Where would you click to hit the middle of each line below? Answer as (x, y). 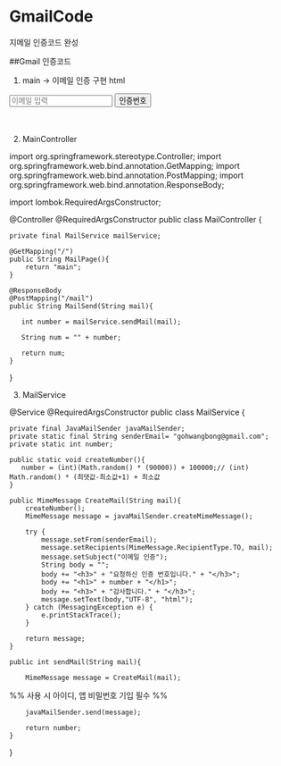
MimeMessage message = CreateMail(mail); (103, 678)
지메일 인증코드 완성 (44, 42)
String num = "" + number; (71, 337)
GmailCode (51, 17)
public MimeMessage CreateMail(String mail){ (95, 501)
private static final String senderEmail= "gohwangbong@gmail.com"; (139, 436)
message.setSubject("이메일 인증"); (104, 557)
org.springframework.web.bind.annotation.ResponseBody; (117, 184)
